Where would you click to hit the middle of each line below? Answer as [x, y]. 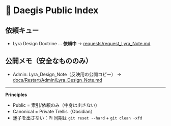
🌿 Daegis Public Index [52, 10]
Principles [16, 94]
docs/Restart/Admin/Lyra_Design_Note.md [58, 80]
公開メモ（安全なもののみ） [49, 61]
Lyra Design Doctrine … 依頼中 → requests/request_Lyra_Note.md [81, 43]
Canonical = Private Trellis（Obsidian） [54, 111]
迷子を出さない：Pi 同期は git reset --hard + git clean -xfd [77, 118]
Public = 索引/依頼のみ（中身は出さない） [56, 105]
